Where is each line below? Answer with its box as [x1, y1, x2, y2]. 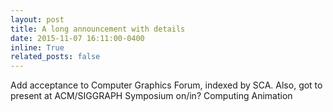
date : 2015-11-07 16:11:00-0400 [10, 33, 145, 43]
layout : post [10, 14, 65, 25]
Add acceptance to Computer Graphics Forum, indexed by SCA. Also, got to [10, 79, 323, 91]
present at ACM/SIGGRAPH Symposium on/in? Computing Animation [10, 90, 293, 102]
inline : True [10, 42, 65, 53]
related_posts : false [10, 52, 101, 62]
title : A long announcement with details [10, 24, 186, 34]
